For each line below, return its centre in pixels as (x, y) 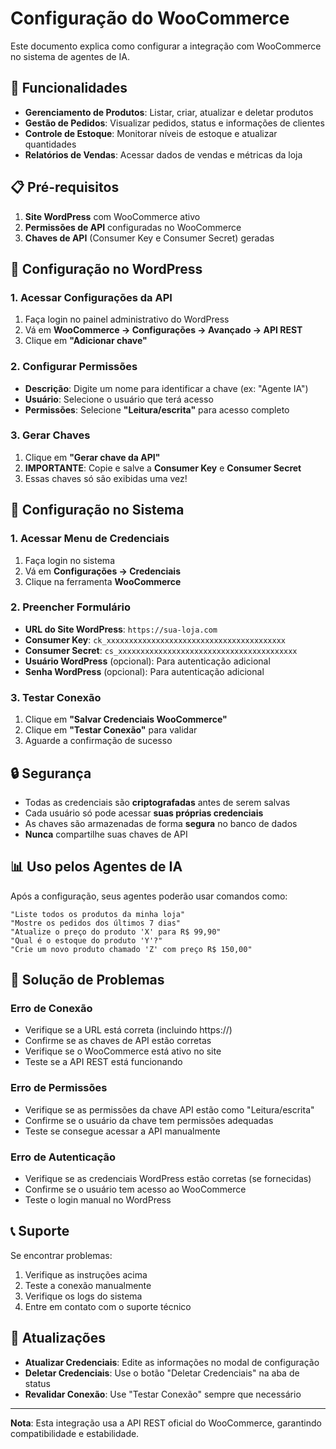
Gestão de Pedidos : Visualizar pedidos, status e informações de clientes (174, 123)
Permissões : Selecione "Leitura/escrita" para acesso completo (157, 409)
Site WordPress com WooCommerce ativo (112, 216)
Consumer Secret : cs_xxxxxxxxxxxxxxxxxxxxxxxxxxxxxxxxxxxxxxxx (161, 650)
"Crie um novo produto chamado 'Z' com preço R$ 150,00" (131, 949)
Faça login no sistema (69, 560)
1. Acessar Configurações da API (91, 297)
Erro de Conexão (51, 1009)
